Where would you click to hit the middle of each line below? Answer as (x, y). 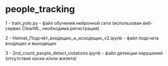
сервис (13, 28)
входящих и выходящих (31, 43)
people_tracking (40, 9)
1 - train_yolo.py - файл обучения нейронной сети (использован (73, 23)
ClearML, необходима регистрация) (61, 28)
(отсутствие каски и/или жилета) (41, 58)
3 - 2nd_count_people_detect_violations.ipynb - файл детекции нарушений (84, 53)
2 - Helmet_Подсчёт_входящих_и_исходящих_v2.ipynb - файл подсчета (82, 38)
